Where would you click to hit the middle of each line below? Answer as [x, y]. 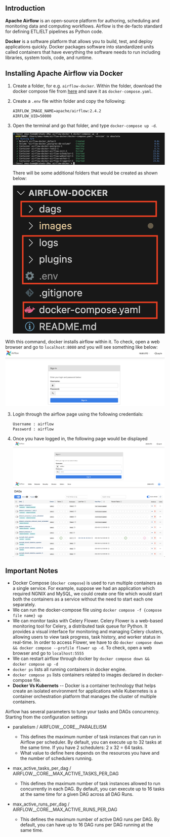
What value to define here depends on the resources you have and [90, 753]
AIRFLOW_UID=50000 [32, 116]
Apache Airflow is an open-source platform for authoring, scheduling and [82, 20]
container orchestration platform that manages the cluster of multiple [84, 697]
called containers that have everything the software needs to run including [83, 52]
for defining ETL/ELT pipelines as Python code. [54, 31]
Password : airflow [33, 429]
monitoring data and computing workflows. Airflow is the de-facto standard [84, 26]
